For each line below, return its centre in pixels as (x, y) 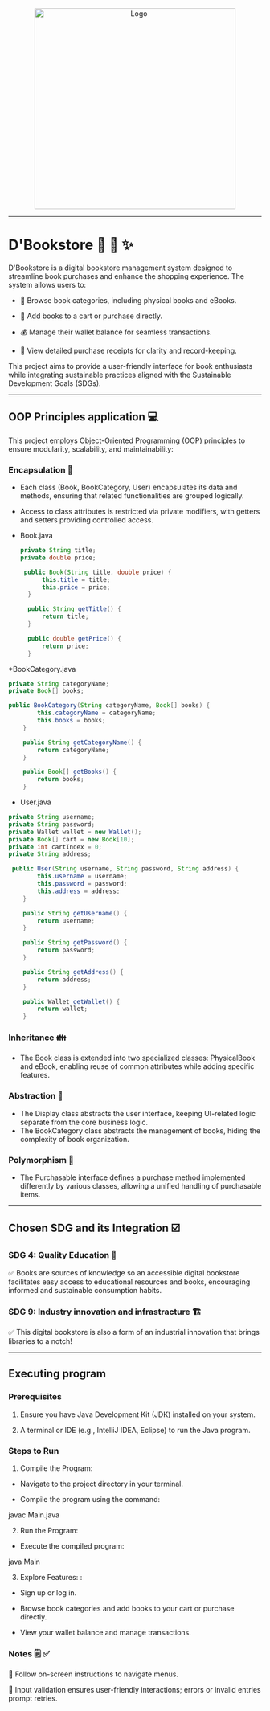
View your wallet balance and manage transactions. (105, 1633)
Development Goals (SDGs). (55, 383)
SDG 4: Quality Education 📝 (63, 1255)
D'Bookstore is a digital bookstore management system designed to (121, 268)
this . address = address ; (79, 891)
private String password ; (51, 824)
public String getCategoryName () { (82, 743)
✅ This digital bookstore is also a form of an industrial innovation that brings (134, 1332)
